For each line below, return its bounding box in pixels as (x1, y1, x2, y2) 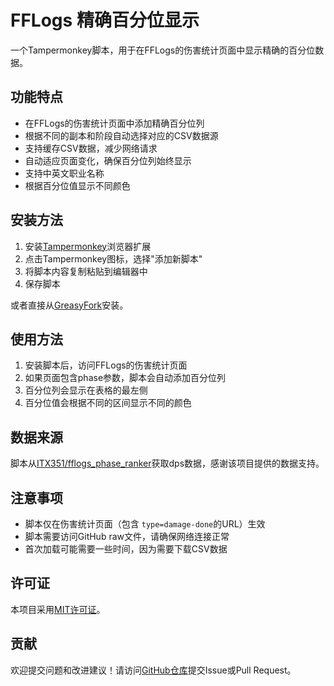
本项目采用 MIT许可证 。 (10, 603, 106, 615)
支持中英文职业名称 (24, 167, 105, 179)
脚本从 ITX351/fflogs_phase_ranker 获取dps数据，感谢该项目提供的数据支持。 (10, 457, 325, 470)
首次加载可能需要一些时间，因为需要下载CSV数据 (24, 543, 228, 555)
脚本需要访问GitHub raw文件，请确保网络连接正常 (24, 531, 230, 542)
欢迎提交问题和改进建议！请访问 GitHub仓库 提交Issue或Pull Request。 (10, 664, 297, 676)
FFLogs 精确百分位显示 (10, 9, 200, 32)
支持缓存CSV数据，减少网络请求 (24, 142, 158, 154)
